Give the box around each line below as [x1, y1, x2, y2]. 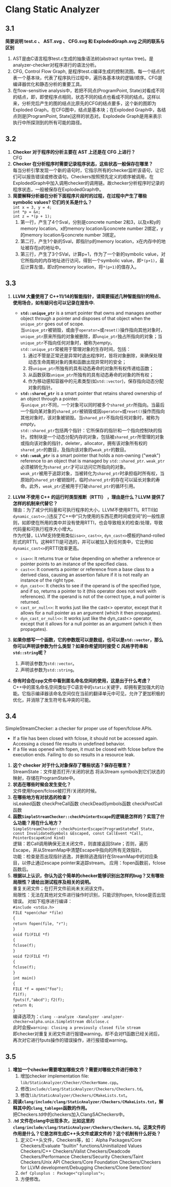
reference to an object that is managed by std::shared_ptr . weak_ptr [20, 457, 165, 464]
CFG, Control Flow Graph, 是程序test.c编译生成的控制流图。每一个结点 [12, 68, 161, 74]
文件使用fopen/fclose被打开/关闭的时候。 [12, 788, 100, 794]
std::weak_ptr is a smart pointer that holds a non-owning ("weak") [20, 452, 161, 458]
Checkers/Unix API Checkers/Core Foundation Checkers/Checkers [20, 1159, 161, 1165]
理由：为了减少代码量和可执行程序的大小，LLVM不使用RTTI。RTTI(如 [12, 506, 158, 513]
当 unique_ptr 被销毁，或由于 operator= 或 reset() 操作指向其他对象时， [20, 327, 165, 333]
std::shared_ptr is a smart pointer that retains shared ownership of [20, 390, 162, 396]
